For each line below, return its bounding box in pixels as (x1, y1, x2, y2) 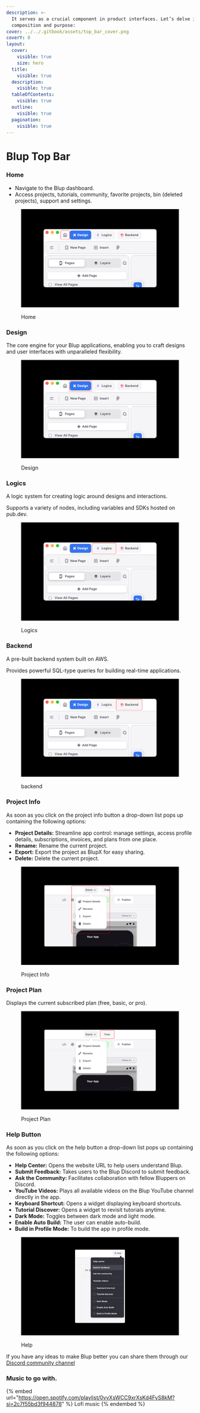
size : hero (17, 60, 44, 66)
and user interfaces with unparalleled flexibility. (6, 348, 122, 355)
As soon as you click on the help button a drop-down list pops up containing (6, 1144, 193, 1151)
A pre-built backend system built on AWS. (6, 655, 109, 663)
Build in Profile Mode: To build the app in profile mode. (14, 1225, 151, 1233)
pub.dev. (6, 511, 28, 518)
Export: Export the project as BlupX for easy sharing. (14, 848, 145, 856)
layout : (6, 41, 26, 47)
